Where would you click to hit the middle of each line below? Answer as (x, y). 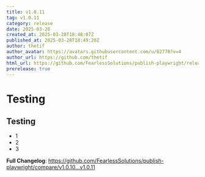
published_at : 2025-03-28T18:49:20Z (53, 40)
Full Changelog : (27, 161)
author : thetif (26, 46)
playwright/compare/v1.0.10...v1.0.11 (51, 167)
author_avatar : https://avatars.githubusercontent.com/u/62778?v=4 (94, 52)
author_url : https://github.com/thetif (57, 57)
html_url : (19, 63)
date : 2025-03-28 (28, 29)
